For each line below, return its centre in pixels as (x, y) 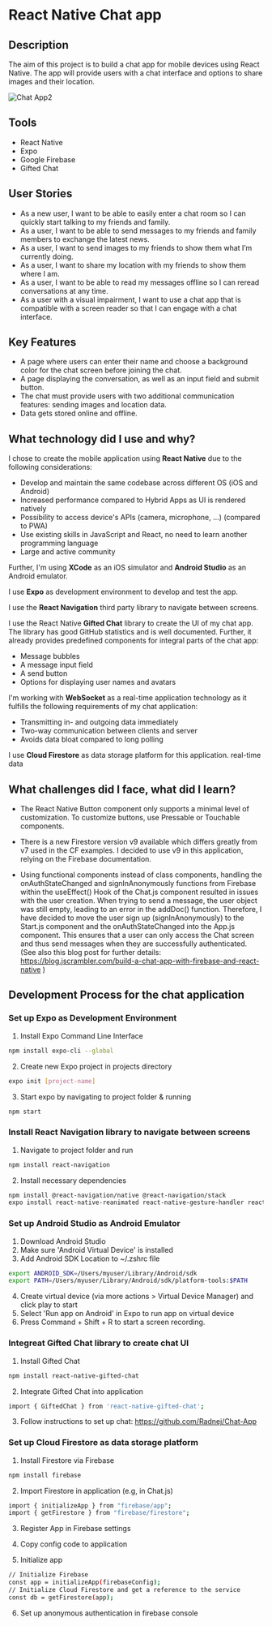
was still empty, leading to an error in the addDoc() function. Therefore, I (141, 910)
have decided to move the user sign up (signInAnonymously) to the (132, 918)
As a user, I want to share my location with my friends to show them (133, 265)
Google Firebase (48, 159)
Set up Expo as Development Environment (93, 1018)
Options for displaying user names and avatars (98, 682)
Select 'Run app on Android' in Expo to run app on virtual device (127, 1314)
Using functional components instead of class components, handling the (141, 875)
